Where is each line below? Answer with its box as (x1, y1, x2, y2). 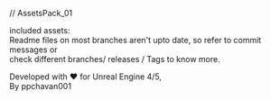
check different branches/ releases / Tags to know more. (9, 54, 220, 64)
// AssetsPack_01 (9, 8, 73, 18)
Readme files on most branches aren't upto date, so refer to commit (9, 35, 262, 45)
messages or (9, 44, 58, 55)
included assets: (9, 25, 70, 35)
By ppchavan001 (9, 81, 72, 91)
